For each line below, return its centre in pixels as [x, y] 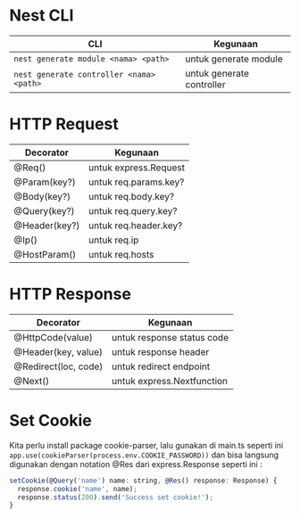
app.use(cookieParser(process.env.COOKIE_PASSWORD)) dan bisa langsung [144, 455]
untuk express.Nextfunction [170, 381]
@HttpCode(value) [54, 337]
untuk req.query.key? [133, 210]
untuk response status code [170, 337]
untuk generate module [234, 59]
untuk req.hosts [121, 254]
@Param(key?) [45, 182]
